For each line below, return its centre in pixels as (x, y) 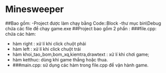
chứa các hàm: (21, 34)
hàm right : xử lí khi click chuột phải (49, 43)
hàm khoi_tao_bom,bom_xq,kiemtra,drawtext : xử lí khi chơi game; (81, 54)
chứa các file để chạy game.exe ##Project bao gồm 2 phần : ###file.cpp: (81, 28)
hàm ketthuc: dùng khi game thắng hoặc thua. (60, 59)
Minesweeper (34, 9)
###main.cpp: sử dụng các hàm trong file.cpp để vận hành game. (80, 65)
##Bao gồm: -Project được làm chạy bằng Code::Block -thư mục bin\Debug (83, 23)
